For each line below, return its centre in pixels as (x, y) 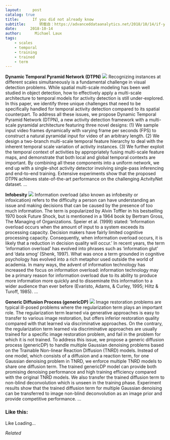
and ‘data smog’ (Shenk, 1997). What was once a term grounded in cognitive (85, 254)
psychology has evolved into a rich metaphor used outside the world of (79, 259)
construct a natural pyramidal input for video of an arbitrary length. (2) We (82, 136)
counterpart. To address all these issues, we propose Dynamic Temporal (81, 114)
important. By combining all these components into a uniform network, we (82, 163)
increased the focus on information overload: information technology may (82, 270)
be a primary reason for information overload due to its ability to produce (81, 275)
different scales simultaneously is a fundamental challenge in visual (76, 82)
